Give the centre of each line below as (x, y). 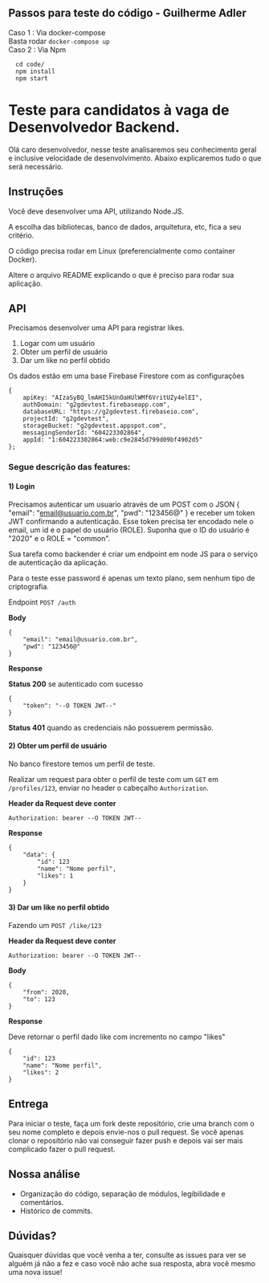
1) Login (22, 486)
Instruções (36, 192)
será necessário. (36, 166)
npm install (36, 71)
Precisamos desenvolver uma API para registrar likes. (97, 328)
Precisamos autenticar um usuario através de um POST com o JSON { (124, 504)
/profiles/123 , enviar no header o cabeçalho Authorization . (108, 788)
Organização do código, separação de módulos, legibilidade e (123, 1193)
